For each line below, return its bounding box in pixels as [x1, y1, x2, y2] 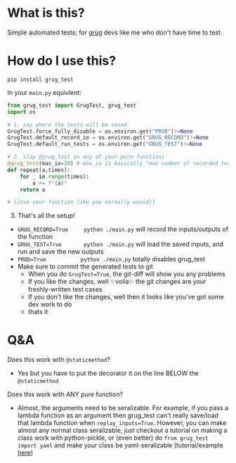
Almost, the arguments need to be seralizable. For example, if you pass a [17, 404, 229, 412]
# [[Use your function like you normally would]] [7, 199, 156, 206]
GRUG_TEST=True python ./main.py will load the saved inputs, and [17, 240, 223, 249]
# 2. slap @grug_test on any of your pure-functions [7, 153, 165, 161]
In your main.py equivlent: [7, 88, 82, 96]
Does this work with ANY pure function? [7, 390, 124, 398]
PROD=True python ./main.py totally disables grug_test [17, 255, 205, 263]
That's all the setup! [17, 211, 75, 220]
